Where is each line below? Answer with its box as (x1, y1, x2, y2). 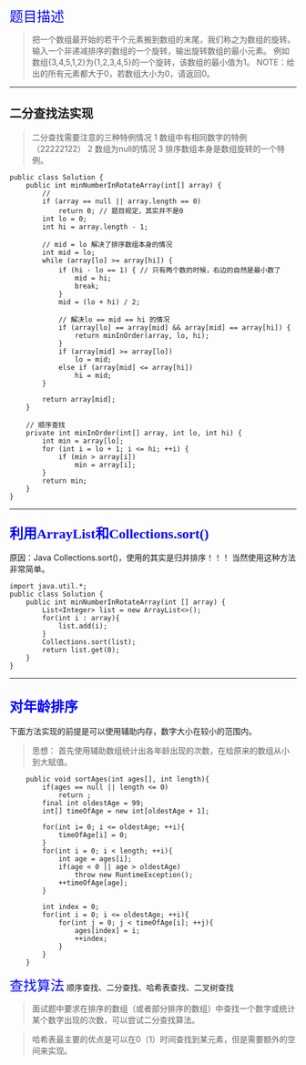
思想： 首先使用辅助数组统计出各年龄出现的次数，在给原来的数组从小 (31, 744, 290, 756)
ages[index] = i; (74, 926, 141, 935)
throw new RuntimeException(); (74, 870, 194, 879)
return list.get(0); (42, 646, 120, 655)
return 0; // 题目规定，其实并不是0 (57, 206, 184, 215)
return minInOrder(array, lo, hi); (74, 331, 209, 340)
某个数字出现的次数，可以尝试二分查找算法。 (31, 1014, 200, 1025)
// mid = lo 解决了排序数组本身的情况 (42, 240, 173, 249)
